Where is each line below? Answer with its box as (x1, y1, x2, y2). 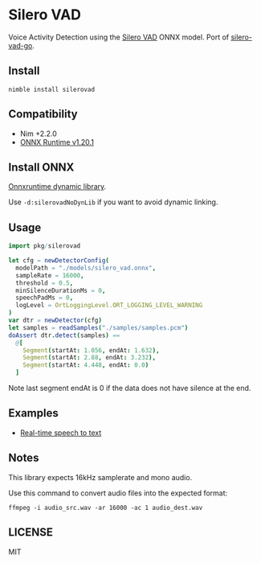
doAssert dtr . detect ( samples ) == (8, 331, 120, 339)
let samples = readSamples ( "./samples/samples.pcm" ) (8, 323, 189, 331)
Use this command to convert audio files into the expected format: (8, 488, 228, 498)
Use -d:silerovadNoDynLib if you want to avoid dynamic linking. (8, 197, 218, 207)
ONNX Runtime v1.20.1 (19, 137, 95, 146)
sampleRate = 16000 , (15, 271, 84, 279)
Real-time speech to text (19, 428, 102, 438)
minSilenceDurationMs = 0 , (15, 286, 106, 294)
